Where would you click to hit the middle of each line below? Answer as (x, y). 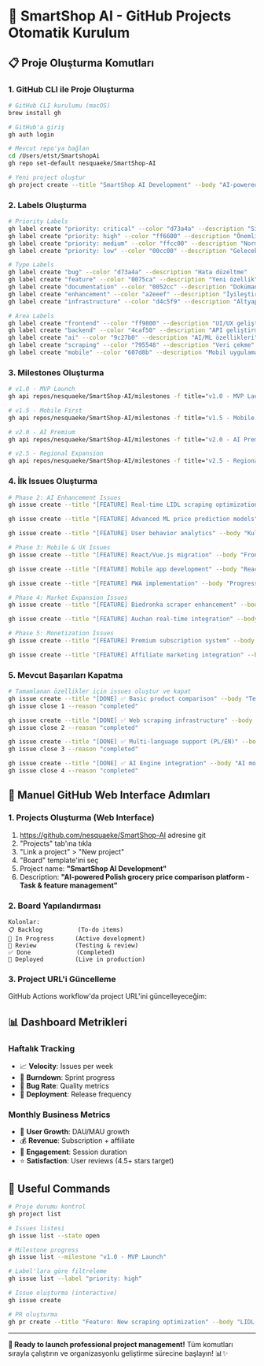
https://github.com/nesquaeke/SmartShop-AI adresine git (113, 835)
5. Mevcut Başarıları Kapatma (66, 675)
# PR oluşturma (33, 1314)
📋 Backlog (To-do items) (66, 929)
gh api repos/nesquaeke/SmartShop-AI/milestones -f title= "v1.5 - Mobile (132, 418)
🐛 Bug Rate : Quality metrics (64, 1085)
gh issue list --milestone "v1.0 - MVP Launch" (88, 1257)
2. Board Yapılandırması (55, 906)
